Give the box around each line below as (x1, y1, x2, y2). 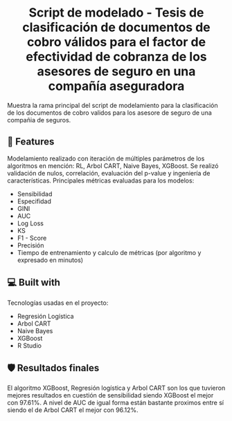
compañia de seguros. (7, 115, 71, 124)
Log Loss (17, 219, 44, 227)
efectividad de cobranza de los (25, 49, 208, 65)
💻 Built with (7, 277, 61, 288)
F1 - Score (17, 234, 47, 242)
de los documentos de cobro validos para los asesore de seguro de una (7, 109, 213, 117)
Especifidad (17, 197, 52, 205)
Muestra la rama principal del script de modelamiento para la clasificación (7, 101, 218, 109)
